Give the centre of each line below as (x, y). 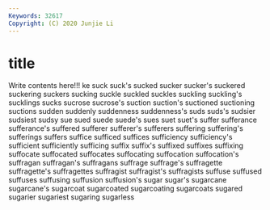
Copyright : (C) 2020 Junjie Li (61, 23)
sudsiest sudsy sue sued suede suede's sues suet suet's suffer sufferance (133, 120)
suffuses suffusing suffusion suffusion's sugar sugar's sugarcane (118, 180)
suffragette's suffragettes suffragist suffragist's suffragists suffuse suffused (135, 171)
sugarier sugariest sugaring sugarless (72, 197)
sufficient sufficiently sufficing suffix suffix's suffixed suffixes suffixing (126, 145)
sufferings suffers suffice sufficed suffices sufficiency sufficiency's (120, 137)
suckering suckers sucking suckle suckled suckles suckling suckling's (125, 94)
